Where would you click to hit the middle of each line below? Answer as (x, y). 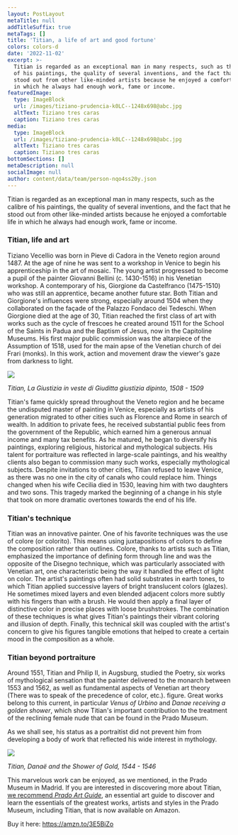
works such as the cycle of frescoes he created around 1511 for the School (116, 323)
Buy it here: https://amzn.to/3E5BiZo (61, 824)
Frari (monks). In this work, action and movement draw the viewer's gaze (114, 353)
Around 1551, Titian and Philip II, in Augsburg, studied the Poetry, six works (116, 673)
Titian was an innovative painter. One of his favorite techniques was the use (118, 533)
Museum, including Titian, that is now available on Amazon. (94, 810)
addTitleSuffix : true (39, 27)
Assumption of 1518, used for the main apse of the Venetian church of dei (114, 345)
